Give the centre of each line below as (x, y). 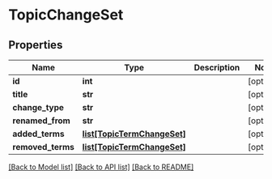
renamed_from (41, 121)
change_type (38, 107)
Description (217, 68)
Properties (36, 45)
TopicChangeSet (66, 15)
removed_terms (44, 147)
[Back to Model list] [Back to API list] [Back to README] (101, 167)
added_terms (38, 134)
